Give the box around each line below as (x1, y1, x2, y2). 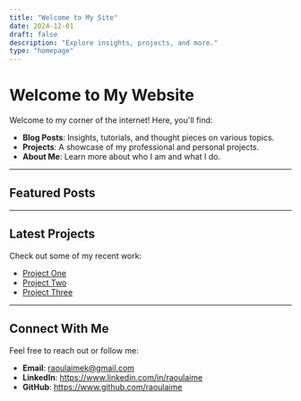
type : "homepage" (9, 47, 74, 56)
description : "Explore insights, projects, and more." (9, 38, 219, 48)
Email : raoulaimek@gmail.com (21, 362, 135, 373)
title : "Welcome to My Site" (9, 13, 118, 22)
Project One (21, 267, 67, 278)
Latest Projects (9, 226, 96, 242)
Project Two (21, 277, 67, 288)
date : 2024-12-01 (9, 22, 74, 31)
